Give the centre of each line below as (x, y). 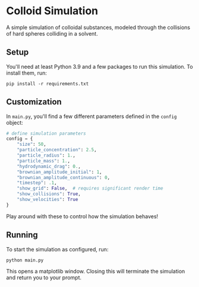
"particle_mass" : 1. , (43, 161)
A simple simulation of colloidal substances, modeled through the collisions (98, 27)
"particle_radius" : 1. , (46, 155)
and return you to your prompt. (44, 278)
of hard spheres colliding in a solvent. (52, 33)
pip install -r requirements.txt (48, 84)
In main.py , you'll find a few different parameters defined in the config (91, 116)
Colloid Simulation (52, 11)
